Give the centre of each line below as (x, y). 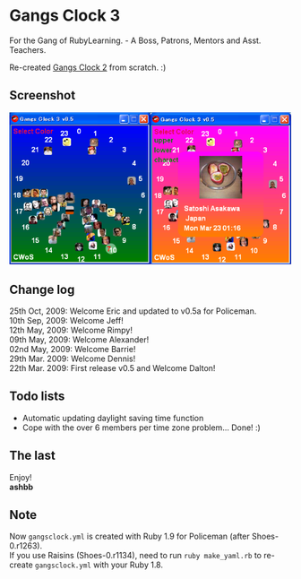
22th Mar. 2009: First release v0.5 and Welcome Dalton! (112, 368)
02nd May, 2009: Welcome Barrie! (73, 349)
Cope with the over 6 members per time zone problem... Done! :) (142, 428)
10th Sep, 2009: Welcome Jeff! (66, 320)
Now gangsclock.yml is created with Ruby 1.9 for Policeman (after (130, 536)
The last (32, 456)
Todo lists (37, 397)
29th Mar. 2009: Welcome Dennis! (73, 359)
